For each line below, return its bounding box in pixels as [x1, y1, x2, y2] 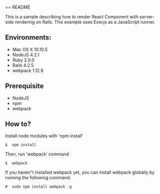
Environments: [5, 33, 52, 42]
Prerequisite [5, 82, 44, 91]
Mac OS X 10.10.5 [12, 47, 48, 52]
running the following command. [5, 175, 71, 181]
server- [139, 14, 155, 19]
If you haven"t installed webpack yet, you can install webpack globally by [5, 169, 155, 175]
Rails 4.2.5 [12, 62, 34, 68]
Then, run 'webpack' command [5, 151, 69, 157]
